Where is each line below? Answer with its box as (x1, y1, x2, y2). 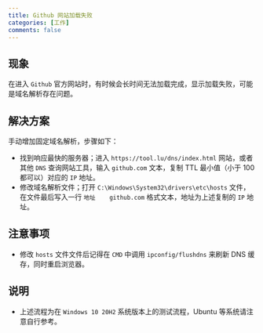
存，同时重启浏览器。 (19, 259, 89, 269)
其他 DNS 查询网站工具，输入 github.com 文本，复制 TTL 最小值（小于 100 (19, 163, 255, 172)
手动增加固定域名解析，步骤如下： (8, 136, 119, 146)
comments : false (8, 26, 61, 34)
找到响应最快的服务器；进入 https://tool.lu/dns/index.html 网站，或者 (19, 154, 254, 162)
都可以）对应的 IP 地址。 (19, 173, 100, 182)
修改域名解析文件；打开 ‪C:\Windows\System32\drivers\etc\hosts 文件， (19, 183, 250, 192)
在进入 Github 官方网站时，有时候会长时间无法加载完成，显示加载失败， (8, 79, 239, 89)
